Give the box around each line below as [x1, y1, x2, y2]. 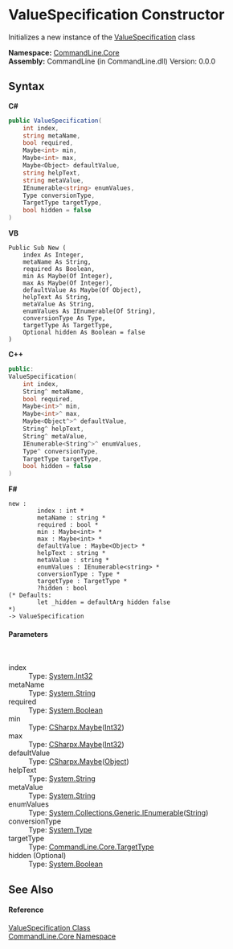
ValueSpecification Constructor [8, 6, 225, 24]
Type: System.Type [28, 825, 92, 835]
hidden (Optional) [8, 851, 67, 861]
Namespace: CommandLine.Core [8, 47, 120, 57]
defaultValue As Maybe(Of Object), [22, 286, 142, 294]
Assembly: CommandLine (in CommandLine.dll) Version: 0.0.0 [8, 56, 216, 66]
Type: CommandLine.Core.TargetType [28, 842, 154, 852]
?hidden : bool [37, 585, 88, 593]
